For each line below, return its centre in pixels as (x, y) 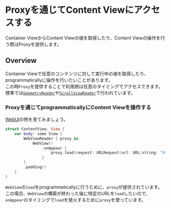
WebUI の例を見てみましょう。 (37, 120)
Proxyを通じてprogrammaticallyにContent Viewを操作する (78, 107)
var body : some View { (38, 134)
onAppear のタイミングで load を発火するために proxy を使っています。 (76, 200)
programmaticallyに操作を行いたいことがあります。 (59, 80)
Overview (21, 61)
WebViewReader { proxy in (51, 138)
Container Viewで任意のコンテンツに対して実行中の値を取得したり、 (77, 74)
